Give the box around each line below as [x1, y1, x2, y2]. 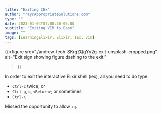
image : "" [5, 30, 26, 35]
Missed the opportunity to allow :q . [5, 103, 77, 109]
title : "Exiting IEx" [5, 7, 50, 12]
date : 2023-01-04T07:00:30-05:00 [5, 21, 75, 26]
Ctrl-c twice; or [12, 83, 46, 89]
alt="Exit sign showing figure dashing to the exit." [5, 54, 107, 60]
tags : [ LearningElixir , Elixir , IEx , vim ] [5, 35, 95, 40]
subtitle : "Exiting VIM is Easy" [5, 26, 75, 31]
